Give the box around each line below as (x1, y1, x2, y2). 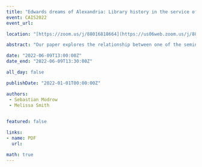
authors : (6, 91, 28, 97)
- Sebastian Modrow (8, 96, 58, 102)
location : (6, 31, 31, 37)
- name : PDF (6, 135, 36, 141)
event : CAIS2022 (6, 14, 47, 20)
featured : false (6, 119, 47, 125)
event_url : (6, 20, 34, 26)
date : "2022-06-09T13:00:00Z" (6, 52, 82, 59)
